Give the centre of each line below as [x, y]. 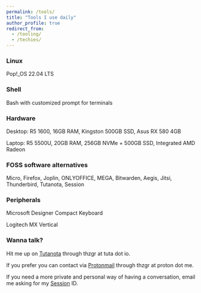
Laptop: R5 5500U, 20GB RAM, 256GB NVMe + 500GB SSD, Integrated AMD [101, 143]
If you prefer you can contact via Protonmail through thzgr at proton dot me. [100, 265]
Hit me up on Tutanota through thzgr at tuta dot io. [68, 253]
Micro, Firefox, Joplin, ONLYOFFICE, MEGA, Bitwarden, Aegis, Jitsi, [89, 178]
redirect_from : [25, 29]
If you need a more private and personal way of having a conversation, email [101, 277]
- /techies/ [27, 40]
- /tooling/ [27, 34]
